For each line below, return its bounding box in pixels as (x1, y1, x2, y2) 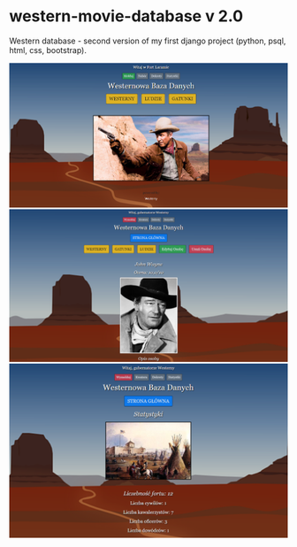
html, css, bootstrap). (9, 44, 87, 55)
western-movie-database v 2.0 (9, 6, 244, 27)
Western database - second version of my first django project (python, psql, (9, 35, 286, 46)
